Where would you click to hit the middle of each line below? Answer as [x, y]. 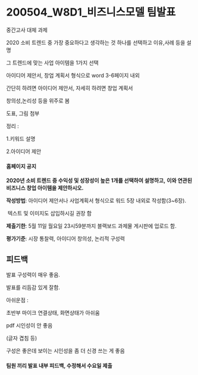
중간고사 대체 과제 [27, 30]
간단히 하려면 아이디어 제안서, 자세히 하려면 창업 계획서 [70, 88]
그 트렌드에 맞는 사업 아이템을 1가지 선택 [53, 63]
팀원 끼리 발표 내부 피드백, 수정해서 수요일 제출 [59, 365]
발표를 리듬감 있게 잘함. [33, 287]
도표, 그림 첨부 [23, 113]
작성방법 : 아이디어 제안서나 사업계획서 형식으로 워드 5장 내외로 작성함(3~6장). [96, 201]
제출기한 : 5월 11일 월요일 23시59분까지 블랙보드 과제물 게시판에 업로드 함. [92, 226]
